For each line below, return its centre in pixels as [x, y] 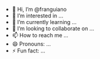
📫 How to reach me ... [40, 35]
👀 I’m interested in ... [38, 16]
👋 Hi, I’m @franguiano [39, 9]
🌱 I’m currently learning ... [44, 22]
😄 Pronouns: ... [32, 44]
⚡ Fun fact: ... [28, 51]
